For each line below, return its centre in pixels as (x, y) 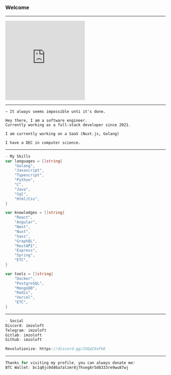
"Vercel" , (25, 298)
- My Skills (18, 156)
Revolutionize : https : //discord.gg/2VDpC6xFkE (55, 349)
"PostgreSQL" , (29, 283)
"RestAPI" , (26, 246)
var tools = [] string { (29, 274)
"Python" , (25, 180)
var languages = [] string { (34, 161)
